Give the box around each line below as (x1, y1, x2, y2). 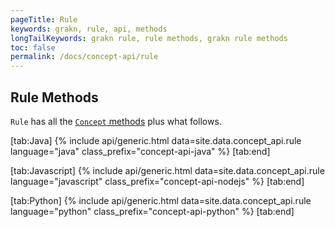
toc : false (10, 42, 56, 53)
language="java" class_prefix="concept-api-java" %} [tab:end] (10, 145, 271, 157)
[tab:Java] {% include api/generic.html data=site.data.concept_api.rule (10, 134, 302, 146)
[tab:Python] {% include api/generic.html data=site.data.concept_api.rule (10, 194, 312, 206)
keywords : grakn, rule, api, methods (10, 24, 168, 34)
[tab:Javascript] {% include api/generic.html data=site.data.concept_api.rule (10, 164, 325, 176)
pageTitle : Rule (10, 14, 78, 25)
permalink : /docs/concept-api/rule (10, 52, 159, 62)
